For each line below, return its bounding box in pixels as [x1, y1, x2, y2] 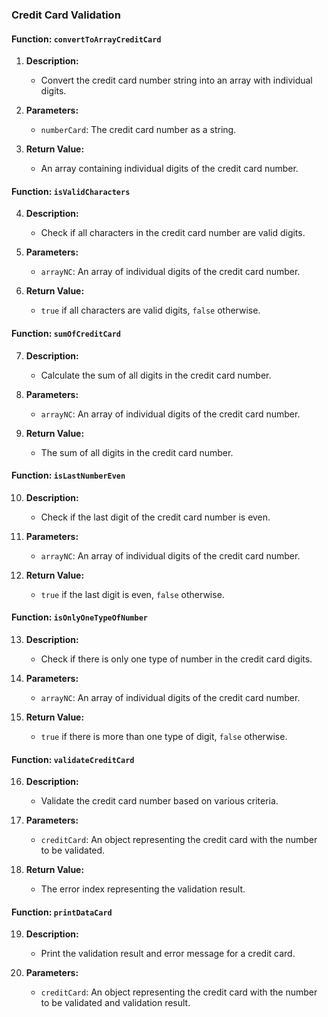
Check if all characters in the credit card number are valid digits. [40, 227, 306, 239]
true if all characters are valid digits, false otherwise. [40, 304, 261, 317]
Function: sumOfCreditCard [11, 327, 122, 339]
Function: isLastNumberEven [11, 469, 126, 482]
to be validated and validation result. [40, 997, 191, 1009]
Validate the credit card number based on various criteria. [40, 795, 279, 807]
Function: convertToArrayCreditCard [11, 33, 162, 45]
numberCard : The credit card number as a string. [40, 124, 237, 136]
